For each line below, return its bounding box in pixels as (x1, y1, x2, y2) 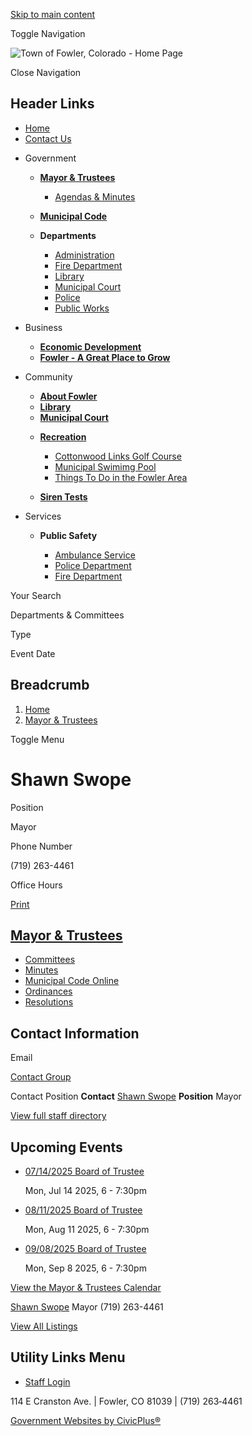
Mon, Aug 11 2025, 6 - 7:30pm (24, 1224, 150, 1235)
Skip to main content (10, 9, 96, 20)
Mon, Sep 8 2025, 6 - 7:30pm (24, 1262, 147, 1274)
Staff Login (24, 1375, 71, 1388)
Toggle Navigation (10, 28, 86, 39)
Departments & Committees (10, 609, 125, 621)
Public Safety (39, 529, 98, 541)
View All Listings (10, 1320, 78, 1332)
